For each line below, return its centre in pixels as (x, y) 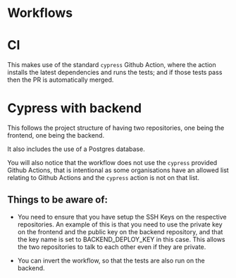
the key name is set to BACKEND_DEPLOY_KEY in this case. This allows (121, 239)
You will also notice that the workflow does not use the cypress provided (112, 163)
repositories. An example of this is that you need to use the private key (120, 224)
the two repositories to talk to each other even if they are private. (112, 247)
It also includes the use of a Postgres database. (76, 149)
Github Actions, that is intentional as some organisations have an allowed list (118, 170)
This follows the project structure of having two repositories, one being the (116, 128)
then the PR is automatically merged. (61, 80)
